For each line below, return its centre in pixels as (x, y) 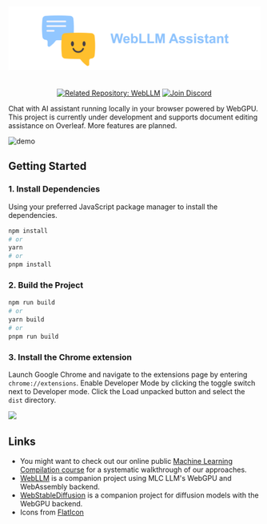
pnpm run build (34, 337)
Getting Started (48, 166)
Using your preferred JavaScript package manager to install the (113, 207)
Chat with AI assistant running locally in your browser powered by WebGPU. (133, 108)
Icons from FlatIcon (52, 512)
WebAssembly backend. (60, 486)
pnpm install (30, 265)
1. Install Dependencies (54, 189)
